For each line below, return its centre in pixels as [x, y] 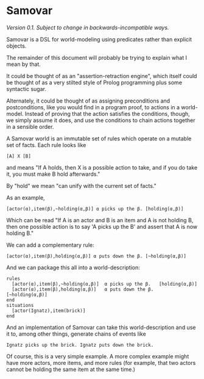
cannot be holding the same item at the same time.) [71, 369]
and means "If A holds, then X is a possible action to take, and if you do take [102, 167]
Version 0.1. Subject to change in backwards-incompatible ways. [88, 27]
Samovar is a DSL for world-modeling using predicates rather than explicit [99, 39]
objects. [16, 46]
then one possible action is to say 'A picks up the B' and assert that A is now [102, 226]
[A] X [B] [19, 156]
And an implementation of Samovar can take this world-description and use [101, 327]
